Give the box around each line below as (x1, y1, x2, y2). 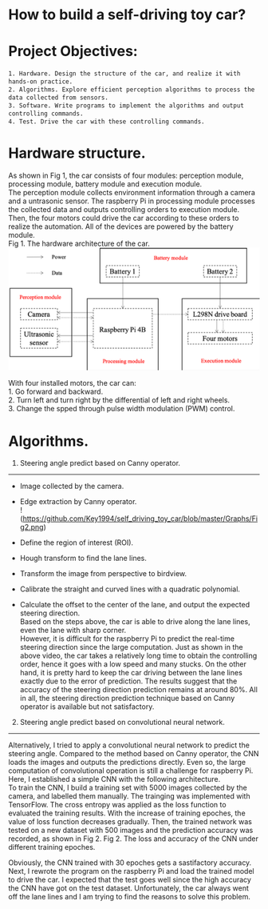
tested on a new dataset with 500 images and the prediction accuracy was (8, 826, 254, 835)
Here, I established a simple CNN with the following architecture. (8, 775, 221, 784)
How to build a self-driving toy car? (8, 6, 246, 24)
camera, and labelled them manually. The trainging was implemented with (8, 791, 250, 801)
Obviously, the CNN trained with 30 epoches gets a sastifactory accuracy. (8, 858, 252, 867)
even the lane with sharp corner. (19, 626, 127, 635)
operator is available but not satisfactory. (19, 702, 155, 711)
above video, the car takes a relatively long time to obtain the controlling (19, 651, 258, 661)
